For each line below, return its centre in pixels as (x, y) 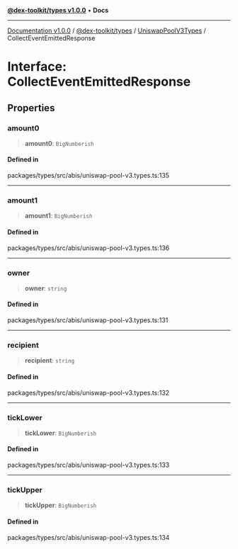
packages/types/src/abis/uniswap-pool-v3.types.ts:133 (89, 465)
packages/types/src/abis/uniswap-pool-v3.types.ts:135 (89, 176)
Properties (31, 108)
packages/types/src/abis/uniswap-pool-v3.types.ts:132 (89, 392)
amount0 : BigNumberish (59, 143)
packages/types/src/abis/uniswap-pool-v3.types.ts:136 (89, 248)
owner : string (46, 288)
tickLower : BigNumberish (61, 433)
